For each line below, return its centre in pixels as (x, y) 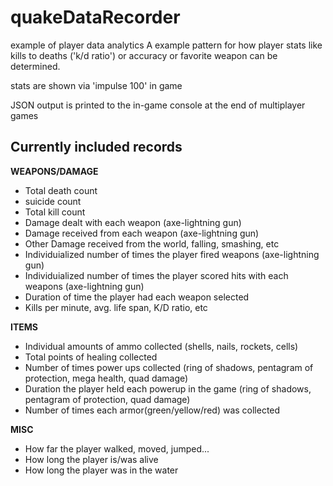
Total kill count (55, 212)
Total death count (61, 190)
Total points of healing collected (91, 357)
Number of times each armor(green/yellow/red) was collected (152, 410)
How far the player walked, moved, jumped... (117, 448)
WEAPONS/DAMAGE (54, 171)
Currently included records (96, 147)
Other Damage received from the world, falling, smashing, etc (152, 243)
